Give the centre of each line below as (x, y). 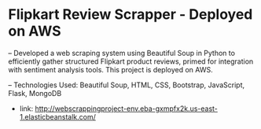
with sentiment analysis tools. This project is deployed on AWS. (111, 69)
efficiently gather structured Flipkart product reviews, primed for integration (131, 61)
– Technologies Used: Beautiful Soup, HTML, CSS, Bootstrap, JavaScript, (127, 85)
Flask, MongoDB (35, 93)
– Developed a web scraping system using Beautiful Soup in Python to (122, 53)
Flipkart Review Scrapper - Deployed (130, 15)
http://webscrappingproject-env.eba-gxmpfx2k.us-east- (127, 109)
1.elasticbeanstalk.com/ (58, 116)
